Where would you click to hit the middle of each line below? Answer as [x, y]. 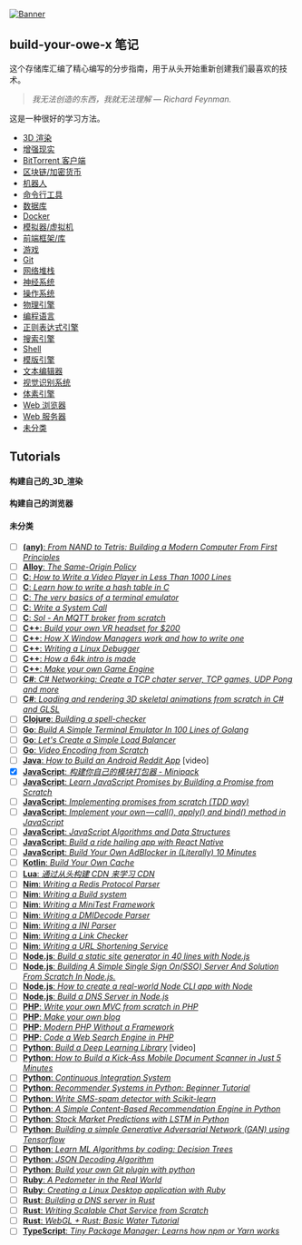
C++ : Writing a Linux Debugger [81, 648]
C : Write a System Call [64, 608]
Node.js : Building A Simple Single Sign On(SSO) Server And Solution [151, 966]
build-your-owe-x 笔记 [74, 45]
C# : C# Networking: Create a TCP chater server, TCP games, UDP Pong [157, 679]
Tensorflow [44, 1139]
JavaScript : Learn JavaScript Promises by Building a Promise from [148, 782]
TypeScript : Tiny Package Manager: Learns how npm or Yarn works [151, 1231]
